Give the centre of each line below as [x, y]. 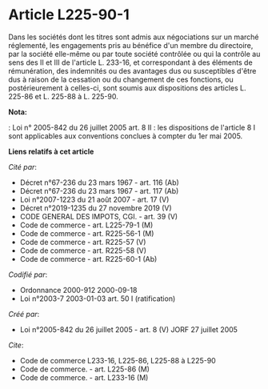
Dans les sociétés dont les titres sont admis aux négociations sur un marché [134, 37]
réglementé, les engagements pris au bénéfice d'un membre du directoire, [131, 45]
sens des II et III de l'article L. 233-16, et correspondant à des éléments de [131, 62]
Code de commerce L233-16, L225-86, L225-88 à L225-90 [118, 360]
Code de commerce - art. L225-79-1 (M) [86, 225]
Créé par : [24, 314]
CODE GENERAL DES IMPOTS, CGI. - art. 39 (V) [99, 216]
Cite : [16, 345]
